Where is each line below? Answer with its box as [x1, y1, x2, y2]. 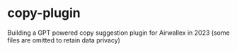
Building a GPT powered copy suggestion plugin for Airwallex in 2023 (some [7, 28, 230, 37]
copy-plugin [7, 5, 81, 21]
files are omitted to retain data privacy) [7, 35, 120, 44]
